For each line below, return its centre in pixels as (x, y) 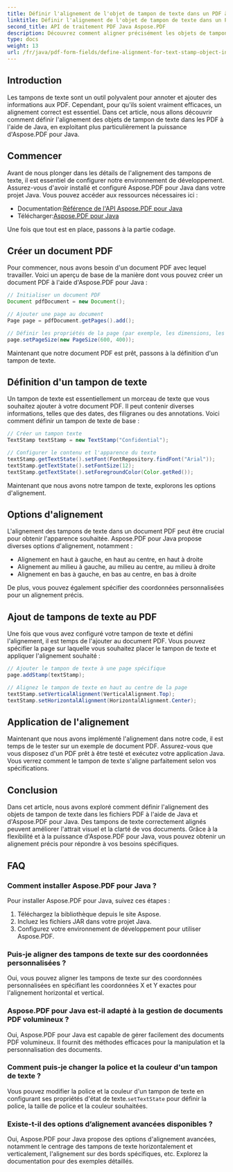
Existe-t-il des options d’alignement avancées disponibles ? (110, 1124)
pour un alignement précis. (46, 595)
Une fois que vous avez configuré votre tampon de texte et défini (100, 634)
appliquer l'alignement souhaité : (54, 656)
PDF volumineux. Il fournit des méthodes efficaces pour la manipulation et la (116, 1042)
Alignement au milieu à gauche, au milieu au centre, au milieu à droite (116, 567)
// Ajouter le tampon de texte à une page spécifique (87, 669)
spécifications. (28, 768)
